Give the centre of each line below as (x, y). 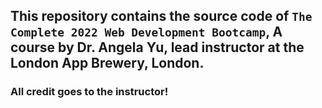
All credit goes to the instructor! (89, 92)
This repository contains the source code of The (161, 16)
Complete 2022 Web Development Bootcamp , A (146, 32)
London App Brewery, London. (107, 63)
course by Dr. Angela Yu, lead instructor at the (157, 47)
